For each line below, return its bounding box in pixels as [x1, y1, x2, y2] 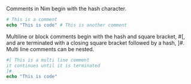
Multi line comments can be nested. [6, 45, 95, 52]
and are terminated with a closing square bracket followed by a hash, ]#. [6, 39, 185, 46]
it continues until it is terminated [6, 63, 101, 69]
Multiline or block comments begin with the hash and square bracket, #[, [6, 33, 186, 40]
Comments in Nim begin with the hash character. [6, 5, 127, 12]
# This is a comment [6, 17, 58, 23]
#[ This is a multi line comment [6, 57, 90, 63]
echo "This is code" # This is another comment [6, 22, 128, 28]
